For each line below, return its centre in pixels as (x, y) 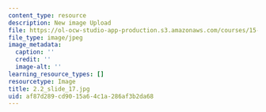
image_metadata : (35, 45)
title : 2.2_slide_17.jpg (49, 89)
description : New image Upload (60, 23)
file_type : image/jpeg (46, 37)
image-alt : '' (38, 67)
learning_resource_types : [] (56, 74)
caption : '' (35, 52)
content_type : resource (47, 15)
